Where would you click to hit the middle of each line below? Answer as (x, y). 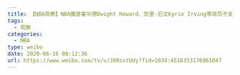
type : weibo (25, 47)
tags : (15, 21)
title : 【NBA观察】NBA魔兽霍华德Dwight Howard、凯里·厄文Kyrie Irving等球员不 (118, 14)
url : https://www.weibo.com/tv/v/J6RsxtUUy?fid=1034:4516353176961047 (115, 61)
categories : (25, 34)
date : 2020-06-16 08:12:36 (47, 54)
